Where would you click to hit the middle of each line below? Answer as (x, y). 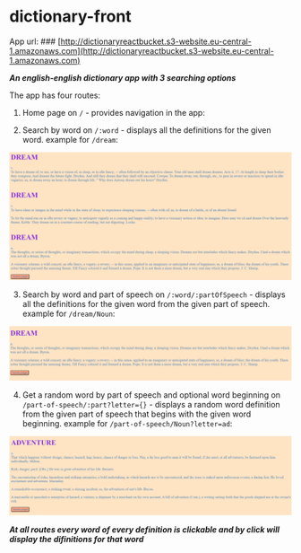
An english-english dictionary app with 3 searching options (123, 77)
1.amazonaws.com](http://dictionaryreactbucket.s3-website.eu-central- (142, 50)
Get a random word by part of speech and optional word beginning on (151, 395)
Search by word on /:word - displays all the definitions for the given (146, 130)
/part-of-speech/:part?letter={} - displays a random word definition (151, 404)
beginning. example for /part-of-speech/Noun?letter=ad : (127, 423)
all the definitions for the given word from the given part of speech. (146, 304)
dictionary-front (70, 17)
